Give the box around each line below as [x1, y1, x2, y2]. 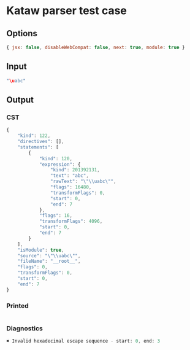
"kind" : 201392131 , [50, 167, 100, 173]
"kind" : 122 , [17, 133, 51, 139]
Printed [6, 301, 29, 310]
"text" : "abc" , [50, 173, 89, 179]
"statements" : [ [17, 144, 59, 150]
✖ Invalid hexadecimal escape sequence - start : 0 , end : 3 [6, 338, 161, 344]
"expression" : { [39, 161, 81, 168]
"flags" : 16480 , [50, 184, 92, 190]
